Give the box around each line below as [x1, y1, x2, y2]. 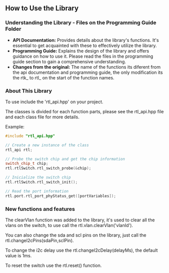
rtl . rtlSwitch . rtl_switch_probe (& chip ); [5, 166, 92, 171]
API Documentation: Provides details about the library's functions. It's [12, 37, 159, 43]
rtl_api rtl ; [5, 147, 33, 152]
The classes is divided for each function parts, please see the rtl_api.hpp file [5, 108, 164, 114]
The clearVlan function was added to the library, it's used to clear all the [5, 217, 155, 223]
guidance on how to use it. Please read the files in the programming [12, 53, 153, 59]
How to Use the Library [5, 4, 79, 13]
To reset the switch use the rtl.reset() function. [5, 262, 102, 268]
